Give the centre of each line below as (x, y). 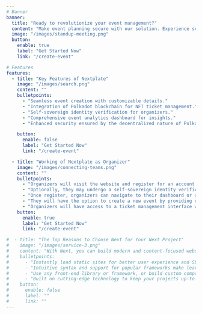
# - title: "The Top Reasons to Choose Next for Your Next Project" (95, 240)
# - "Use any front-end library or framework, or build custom (94, 273)
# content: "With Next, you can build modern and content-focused (95, 251)
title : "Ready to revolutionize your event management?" (84, 23)
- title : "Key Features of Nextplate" (60, 79)
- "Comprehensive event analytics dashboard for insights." (99, 118)
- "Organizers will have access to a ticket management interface (107, 206)
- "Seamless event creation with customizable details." (95, 101)
